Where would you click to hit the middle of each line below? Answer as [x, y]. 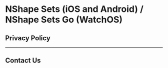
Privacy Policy [28, 38]
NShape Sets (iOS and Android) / [74, 9]
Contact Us [23, 61]
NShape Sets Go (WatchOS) [64, 20]
